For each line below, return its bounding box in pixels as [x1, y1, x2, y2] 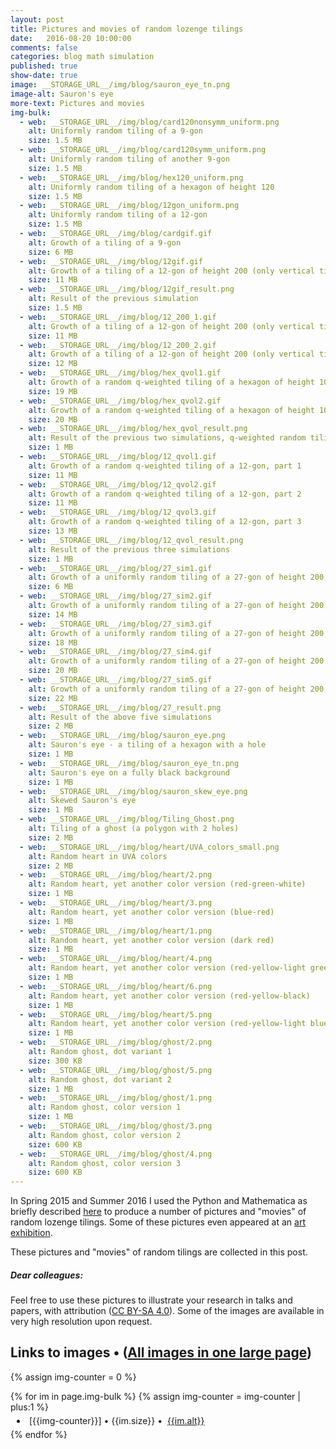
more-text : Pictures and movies [10, 98, 145, 108]
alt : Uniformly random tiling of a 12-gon [28, 210, 208, 220]
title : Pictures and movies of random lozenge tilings [10, 24, 244, 34]
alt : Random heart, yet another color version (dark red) [28, 935, 275, 945]
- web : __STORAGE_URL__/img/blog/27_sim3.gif [19, 619, 213, 629]
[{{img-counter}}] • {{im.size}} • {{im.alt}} [29, 1414, 205, 1426]
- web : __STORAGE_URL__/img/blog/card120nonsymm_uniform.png [19, 117, 280, 127]
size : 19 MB [28, 386, 78, 396]
